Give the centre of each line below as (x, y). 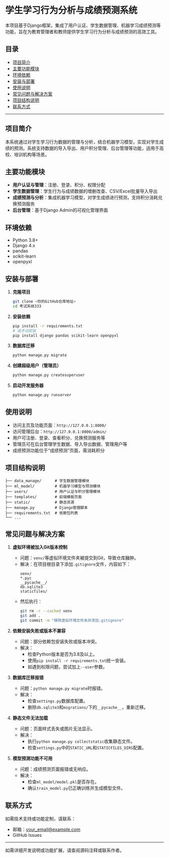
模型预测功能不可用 (32, 758)
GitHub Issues (27, 835)
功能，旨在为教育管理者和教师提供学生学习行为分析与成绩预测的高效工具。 (82, 31)
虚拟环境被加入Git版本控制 (40, 547)
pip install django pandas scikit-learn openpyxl (66, 336)
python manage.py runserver (42, 395)
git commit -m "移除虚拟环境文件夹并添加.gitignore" (72, 621)
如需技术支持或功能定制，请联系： (40, 819)
